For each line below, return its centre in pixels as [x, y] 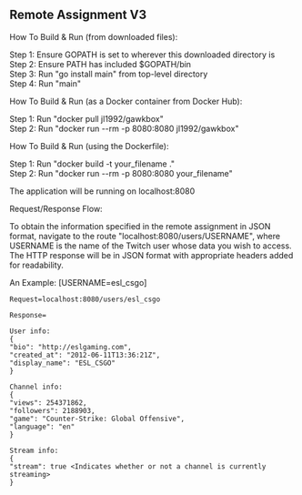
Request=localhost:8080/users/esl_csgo [85, 299]
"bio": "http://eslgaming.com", [70, 347]
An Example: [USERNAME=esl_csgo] [78, 282]
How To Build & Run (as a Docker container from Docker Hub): [126, 101]
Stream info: [34, 450]
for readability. [36, 265]
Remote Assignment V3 [78, 15]
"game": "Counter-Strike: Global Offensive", [97, 419]
